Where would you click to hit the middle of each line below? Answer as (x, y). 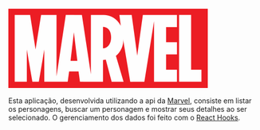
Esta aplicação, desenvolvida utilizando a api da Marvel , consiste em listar (130, 101)
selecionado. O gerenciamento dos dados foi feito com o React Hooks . (124, 117)
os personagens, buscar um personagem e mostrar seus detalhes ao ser (128, 109)
